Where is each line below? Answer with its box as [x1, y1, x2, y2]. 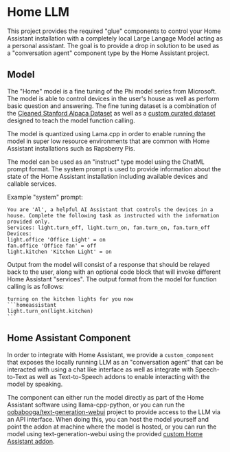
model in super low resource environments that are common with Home [7, 137, 210, 145]
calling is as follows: [7, 282, 64, 290]
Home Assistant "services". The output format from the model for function [7, 275, 217, 283]
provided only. [7, 218, 51, 225]
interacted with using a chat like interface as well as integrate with [7, 365, 194, 374]
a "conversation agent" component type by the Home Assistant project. [7, 49, 209, 57]
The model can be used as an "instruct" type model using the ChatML [7, 158, 205, 166]
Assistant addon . [7, 437, 55, 445]
